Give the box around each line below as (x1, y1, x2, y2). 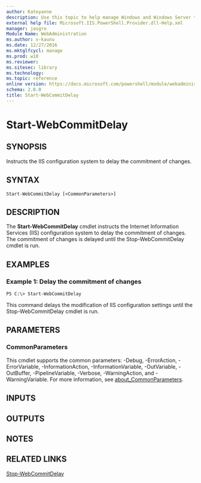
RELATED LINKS (6, 454, 67, 464)
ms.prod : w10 (6, 53, 39, 59)
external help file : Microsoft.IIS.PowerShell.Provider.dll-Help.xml (6, 20, 184, 26)
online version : (6, 81, 47, 87)
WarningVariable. (6, 375, 49, 383)
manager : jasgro (6, 25, 47, 32)
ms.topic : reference (6, 75, 58, 81)
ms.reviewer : (6, 59, 39, 65)
